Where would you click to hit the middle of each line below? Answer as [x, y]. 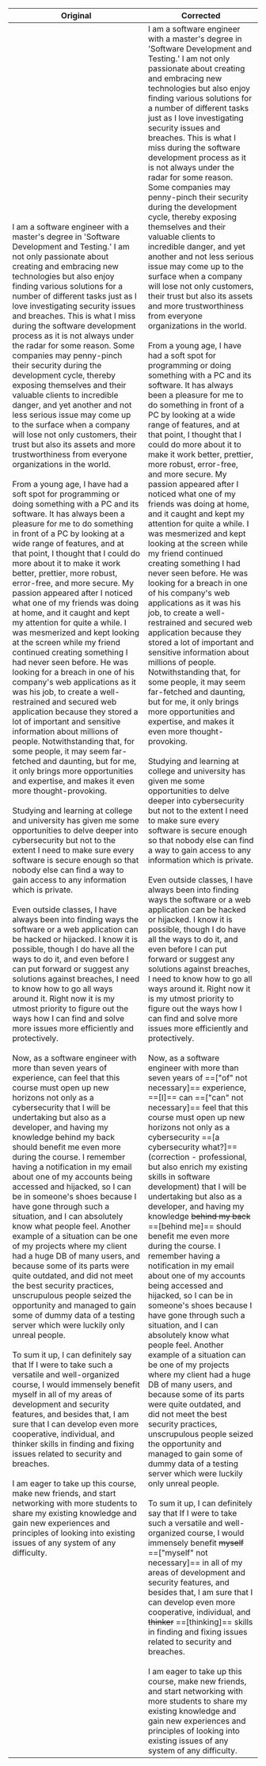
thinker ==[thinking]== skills [200, 1622]
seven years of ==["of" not [198, 1078]
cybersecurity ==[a [184, 1137]
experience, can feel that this [66, 1078]
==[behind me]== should [194, 1226]
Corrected [201, 15]
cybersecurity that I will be [61, 1107]
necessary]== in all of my [195, 1563]
